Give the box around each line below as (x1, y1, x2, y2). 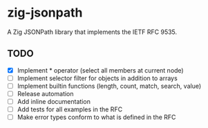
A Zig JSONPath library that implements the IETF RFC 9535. (7, 28, 178, 36)
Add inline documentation (17, 98, 91, 105)
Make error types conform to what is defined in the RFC (17, 113, 176, 122)
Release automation (17, 89, 74, 98)
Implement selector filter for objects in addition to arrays (17, 74, 178, 82)
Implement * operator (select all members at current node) (17, 66, 185, 74)
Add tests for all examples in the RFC (17, 105, 123, 113)
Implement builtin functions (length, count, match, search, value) (17, 82, 202, 90)
